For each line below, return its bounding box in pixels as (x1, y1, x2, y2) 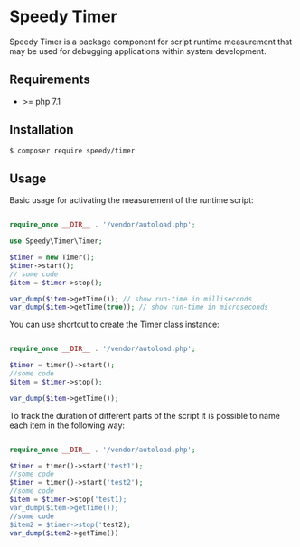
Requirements (9, 72, 90, 88)
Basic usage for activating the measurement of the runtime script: (9, 195, 255, 206)
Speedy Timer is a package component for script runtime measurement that (9, 36, 293, 47)
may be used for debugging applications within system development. (9, 45, 267, 56)
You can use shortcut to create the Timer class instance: (9, 319, 220, 330)
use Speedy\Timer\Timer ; (9, 236, 103, 246)
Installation (9, 122, 74, 137)
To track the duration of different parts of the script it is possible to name (9, 410, 280, 421)
